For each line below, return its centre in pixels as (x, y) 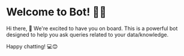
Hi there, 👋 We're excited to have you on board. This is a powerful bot (92, 28)
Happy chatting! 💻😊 (32, 46)
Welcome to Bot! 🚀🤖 (56, 12)
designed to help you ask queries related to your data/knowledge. (88, 34)
